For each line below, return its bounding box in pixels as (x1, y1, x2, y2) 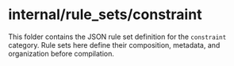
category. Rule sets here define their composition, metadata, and (8, 40, 221, 49)
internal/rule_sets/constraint (8, 6, 202, 24)
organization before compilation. (8, 49, 115, 58)
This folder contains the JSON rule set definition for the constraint (8, 32, 227, 41)
